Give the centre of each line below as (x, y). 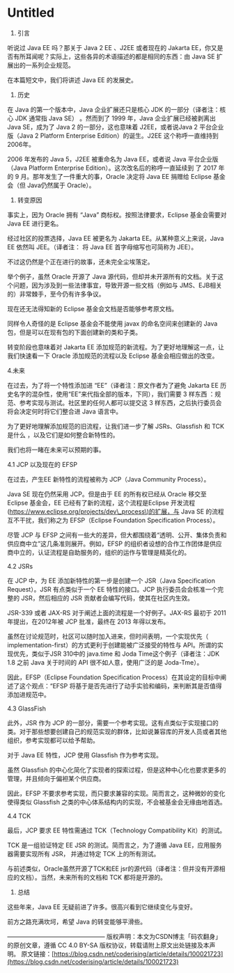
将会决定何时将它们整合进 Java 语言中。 (65, 411)
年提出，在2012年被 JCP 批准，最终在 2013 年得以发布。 (88, 622)
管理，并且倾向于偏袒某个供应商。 (56, 778)
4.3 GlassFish (27, 709)
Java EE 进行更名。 (35, 223)
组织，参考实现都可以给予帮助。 (53, 740)
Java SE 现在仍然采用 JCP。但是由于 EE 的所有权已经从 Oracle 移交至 (107, 494)
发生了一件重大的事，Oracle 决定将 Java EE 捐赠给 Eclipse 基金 (135, 176)
